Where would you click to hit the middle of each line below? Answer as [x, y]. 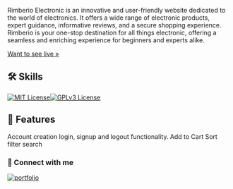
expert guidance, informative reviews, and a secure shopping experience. [114, 25]
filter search [25, 144]
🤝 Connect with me [41, 162]
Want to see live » [33, 54]
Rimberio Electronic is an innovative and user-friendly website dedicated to [116, 10]
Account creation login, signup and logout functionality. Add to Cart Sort [112, 136]
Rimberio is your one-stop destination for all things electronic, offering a [112, 32]
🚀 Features [31, 120]
